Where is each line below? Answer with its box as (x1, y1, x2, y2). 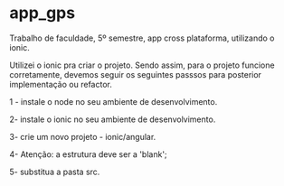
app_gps (9, 3, 75, 23)
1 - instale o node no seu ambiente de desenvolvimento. (9, 96, 218, 107)
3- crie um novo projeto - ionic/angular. (9, 131, 156, 142)
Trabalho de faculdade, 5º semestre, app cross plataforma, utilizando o (9, 33, 275, 43)
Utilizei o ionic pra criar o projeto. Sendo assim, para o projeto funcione (9, 60, 275, 70)
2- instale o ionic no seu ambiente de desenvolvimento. (9, 114, 216, 125)
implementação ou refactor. (9, 79, 113, 89)
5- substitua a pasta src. (9, 166, 100, 177)
